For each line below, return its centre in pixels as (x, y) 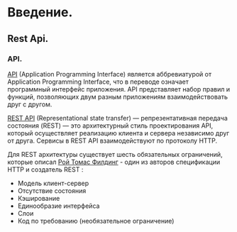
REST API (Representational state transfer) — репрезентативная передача (118, 118)
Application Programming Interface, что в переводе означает (98, 82)
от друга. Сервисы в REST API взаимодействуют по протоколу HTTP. (112, 140)
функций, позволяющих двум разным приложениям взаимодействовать (118, 96)
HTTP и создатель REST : (45, 169)
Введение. (40, 12)
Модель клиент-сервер (53, 183)
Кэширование (39, 198)
